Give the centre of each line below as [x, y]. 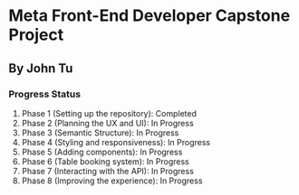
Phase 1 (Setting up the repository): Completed [109, 113]
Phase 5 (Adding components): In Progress [102, 152]
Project [36, 35]
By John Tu [41, 68]
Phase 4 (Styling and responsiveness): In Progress [116, 142]
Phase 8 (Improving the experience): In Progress [112, 181]
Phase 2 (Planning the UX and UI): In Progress [107, 123]
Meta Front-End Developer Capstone [149, 16]
